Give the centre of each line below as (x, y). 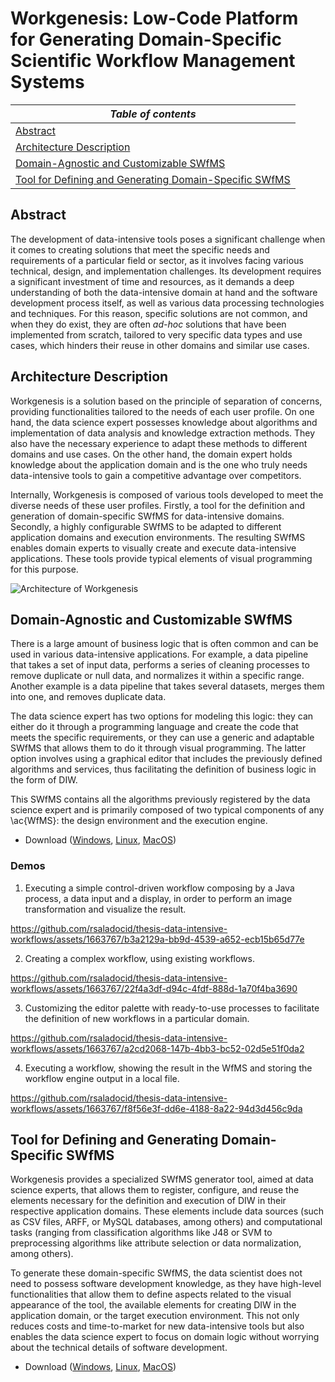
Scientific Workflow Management (153, 61)
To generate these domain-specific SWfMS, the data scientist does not (156, 1273)
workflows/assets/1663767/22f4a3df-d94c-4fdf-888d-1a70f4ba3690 (154, 988)
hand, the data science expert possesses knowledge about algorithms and (164, 422)
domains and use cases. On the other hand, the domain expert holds (151, 454)
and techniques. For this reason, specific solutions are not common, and (159, 313)
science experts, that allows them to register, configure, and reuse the (155, 1190)
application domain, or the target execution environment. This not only (155, 1316)
